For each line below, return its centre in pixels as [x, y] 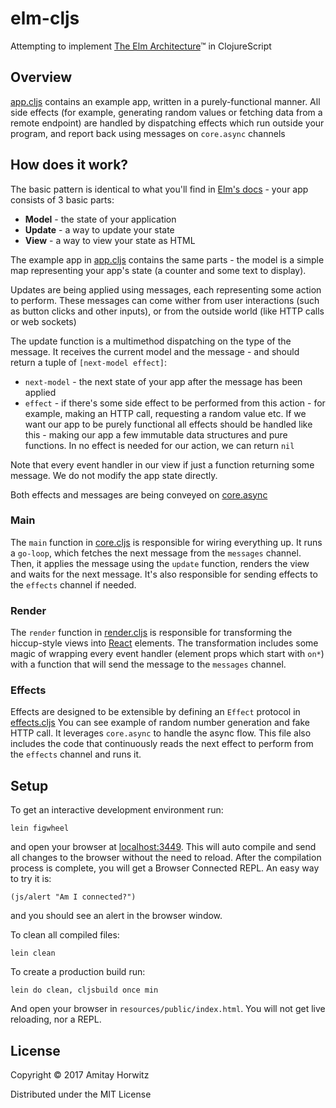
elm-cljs [45, 18]
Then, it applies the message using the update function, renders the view [160, 563]
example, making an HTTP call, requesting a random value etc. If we [165, 413]
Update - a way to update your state [99, 229]
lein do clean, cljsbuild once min [84, 990]
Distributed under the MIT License [81, 1094]
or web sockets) [43, 321]
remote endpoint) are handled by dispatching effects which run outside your [167, 123]
